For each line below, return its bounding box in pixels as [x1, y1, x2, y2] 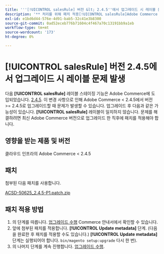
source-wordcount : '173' [5, 30, 56, 35]
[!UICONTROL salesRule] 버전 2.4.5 [5, 62, 149, 72]
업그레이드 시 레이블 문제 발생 [15, 74, 125, 85]
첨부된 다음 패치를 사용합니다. [5, 180, 61, 186]
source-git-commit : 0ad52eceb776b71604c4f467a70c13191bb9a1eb [5, 21, 134, 26]
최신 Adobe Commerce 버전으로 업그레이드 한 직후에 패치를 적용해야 [21, 115, 154, 121]
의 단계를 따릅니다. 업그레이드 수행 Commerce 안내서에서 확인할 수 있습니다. [12, 219, 158, 225]
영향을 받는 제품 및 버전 [5, 137, 71, 145]
